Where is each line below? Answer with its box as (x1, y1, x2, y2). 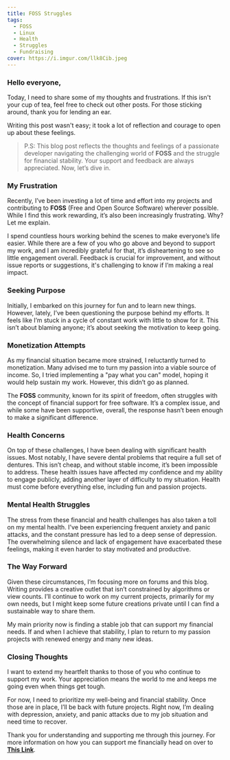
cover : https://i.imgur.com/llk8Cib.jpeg (7, 55, 128, 62)
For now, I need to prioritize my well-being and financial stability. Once (7, 696, 207, 704)
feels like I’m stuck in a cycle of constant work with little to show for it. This (7, 316, 219, 324)
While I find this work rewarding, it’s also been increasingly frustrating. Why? (7, 211, 224, 220)
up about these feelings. (7, 129, 76, 137)
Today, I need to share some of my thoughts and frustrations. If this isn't (7, 94, 211, 102)
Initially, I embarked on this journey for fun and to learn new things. (7, 301, 197, 310)
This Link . (7, 746, 36, 754)
